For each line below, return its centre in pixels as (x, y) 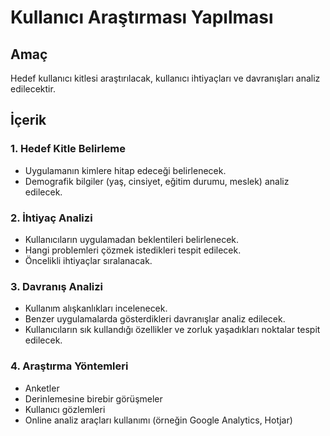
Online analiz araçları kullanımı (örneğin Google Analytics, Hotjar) (158, 420)
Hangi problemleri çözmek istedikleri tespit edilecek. (133, 250)
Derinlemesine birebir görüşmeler (93, 398)
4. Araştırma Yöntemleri (69, 366)
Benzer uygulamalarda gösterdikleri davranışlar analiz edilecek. (155, 319)
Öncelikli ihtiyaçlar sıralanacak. (88, 260)
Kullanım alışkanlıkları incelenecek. (96, 308)
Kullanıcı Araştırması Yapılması (142, 17)
